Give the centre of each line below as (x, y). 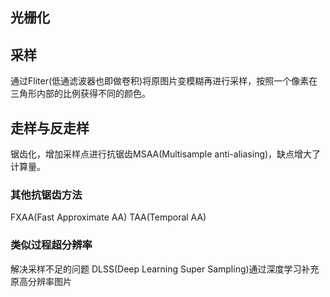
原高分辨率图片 (41, 281)
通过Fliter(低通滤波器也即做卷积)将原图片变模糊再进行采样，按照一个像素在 (164, 81)
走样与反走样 (50, 128)
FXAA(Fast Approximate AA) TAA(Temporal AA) (108, 217)
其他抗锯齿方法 (46, 195)
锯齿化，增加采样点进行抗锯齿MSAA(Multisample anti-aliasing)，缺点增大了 (166, 154)
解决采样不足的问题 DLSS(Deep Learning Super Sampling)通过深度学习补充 (165, 269)
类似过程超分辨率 (51, 245)
